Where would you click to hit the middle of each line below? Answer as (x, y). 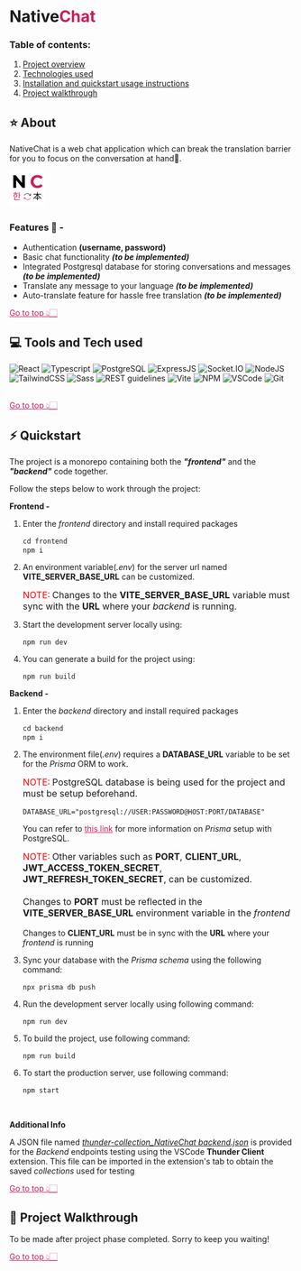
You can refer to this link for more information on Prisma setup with (147, 829)
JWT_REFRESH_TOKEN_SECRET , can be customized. (137, 880)
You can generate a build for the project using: (109, 659)
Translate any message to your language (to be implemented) (138, 285)
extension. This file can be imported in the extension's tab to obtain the (141, 1162)
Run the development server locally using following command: (138, 1004)
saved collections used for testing (72, 1171)
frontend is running (58, 943)
